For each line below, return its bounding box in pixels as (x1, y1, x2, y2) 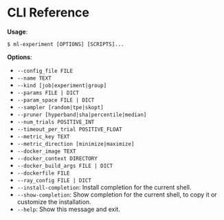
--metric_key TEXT (16, 133, 70, 140)
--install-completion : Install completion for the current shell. (16, 183, 192, 191)
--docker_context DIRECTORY (16, 155, 98, 162)
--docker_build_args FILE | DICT (16, 162, 113, 169)
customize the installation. (16, 197, 91, 206)
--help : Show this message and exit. (16, 205, 120, 213)
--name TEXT (16, 74, 52, 82)
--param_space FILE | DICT (16, 96, 95, 104)
